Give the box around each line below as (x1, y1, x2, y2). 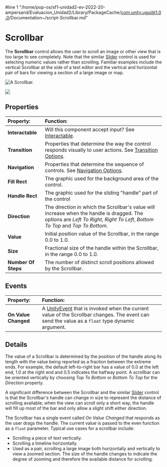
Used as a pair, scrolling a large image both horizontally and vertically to (12, 446, 161, 452)
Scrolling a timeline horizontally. (12, 440, 78, 446)
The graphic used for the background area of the (44, 175, 159, 182)
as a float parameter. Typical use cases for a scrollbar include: (5, 425, 135, 431)
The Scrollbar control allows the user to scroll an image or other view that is (5, 48, 161, 54)
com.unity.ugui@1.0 (121, 9, 162, 15)
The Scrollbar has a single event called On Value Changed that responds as (5, 415, 160, 421)
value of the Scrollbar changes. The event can (42, 311, 150, 318)
